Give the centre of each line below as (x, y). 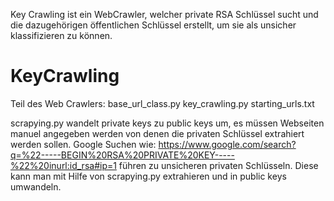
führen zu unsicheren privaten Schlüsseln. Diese (218, 165)
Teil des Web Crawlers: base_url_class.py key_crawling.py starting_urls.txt (162, 103)
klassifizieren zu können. (61, 35)
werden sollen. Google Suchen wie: (83, 144)
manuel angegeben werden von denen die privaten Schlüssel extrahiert (157, 133)
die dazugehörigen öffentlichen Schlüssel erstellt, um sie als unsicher (153, 25)
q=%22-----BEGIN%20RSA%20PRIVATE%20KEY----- (122, 155)
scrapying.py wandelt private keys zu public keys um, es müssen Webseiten (167, 123)
